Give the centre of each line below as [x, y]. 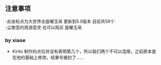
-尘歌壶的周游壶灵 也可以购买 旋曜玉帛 [44, 27]
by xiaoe [15, 40]
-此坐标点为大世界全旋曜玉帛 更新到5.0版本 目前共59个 [60, 21]
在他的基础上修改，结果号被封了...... [48, 58]
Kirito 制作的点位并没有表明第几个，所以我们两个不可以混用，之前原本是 [84, 51]
